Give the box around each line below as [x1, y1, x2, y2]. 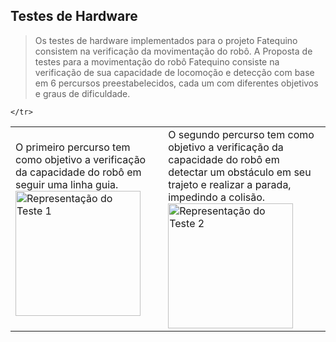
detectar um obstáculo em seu [168, 165, 312, 179]
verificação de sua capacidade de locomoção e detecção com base [34, 66, 315, 78]
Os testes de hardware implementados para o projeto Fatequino [34, 34, 298, 46]
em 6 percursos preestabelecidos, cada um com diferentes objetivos [34, 77, 319, 89]
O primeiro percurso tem [15, 140, 131, 154]
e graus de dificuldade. [34, 87, 131, 99]
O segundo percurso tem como [168, 127, 315, 141]
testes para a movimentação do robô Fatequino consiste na [34, 55, 280, 68]
